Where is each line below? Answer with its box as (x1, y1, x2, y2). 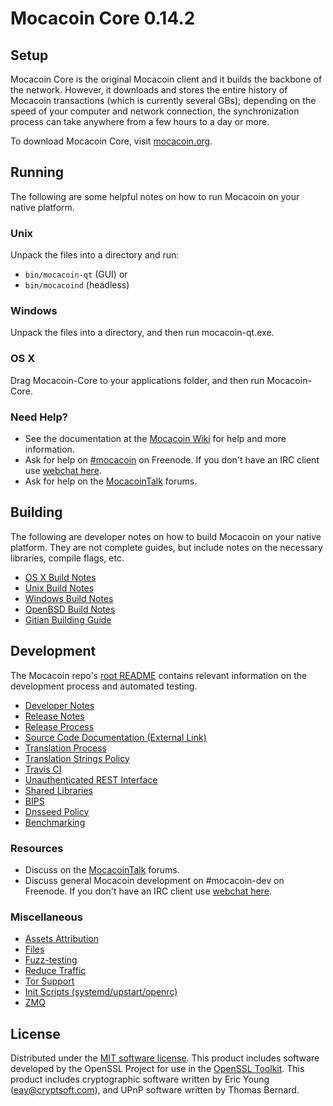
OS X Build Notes (24, 571, 97, 583)
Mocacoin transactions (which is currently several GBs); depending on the (10, 95, 317, 106)
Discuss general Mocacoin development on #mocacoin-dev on (24, 874, 285, 886)
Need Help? (10, 410, 69, 424)
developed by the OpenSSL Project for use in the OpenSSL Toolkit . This (10, 1063, 305, 1075)
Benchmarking (24, 816, 86, 828)
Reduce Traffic (24, 965, 87, 977)
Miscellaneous (10, 910, 83, 924)
